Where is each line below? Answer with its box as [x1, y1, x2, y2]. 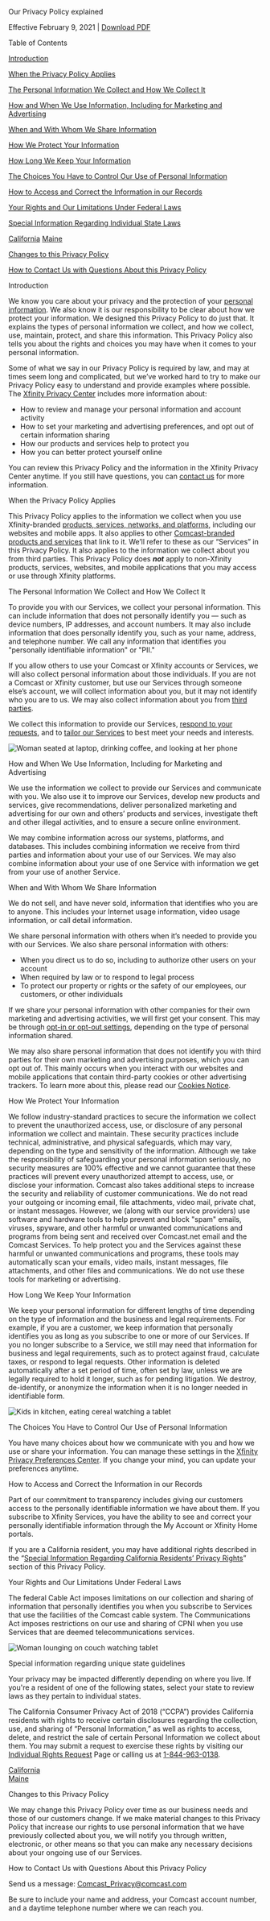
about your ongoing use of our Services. [8, 1848, 142, 1857]
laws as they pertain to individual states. [8, 1691, 141, 1700]
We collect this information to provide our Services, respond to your [8, 719, 233, 728]
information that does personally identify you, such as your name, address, [8, 628, 256, 637]
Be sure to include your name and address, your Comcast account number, [8, 1894, 257, 1904]
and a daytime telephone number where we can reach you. [8, 1903, 203, 1912]
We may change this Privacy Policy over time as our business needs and [8, 1805, 248, 1815]
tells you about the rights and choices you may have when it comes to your [8, 339, 257, 349]
